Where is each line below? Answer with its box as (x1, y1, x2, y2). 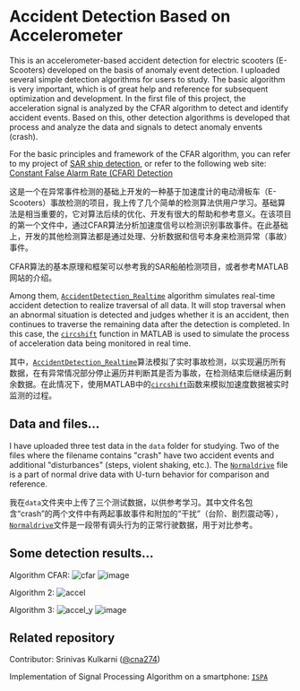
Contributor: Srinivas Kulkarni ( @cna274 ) (9, 654, 161, 665)
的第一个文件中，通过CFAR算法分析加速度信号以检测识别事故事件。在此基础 (9, 220, 288, 230)
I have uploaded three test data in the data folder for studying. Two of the (9, 440, 279, 451)
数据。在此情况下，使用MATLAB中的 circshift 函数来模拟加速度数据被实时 (16, 378, 289, 389)
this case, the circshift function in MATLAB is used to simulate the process (9, 328, 290, 339)
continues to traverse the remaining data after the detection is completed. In (9, 318, 290, 329)
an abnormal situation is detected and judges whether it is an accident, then (9, 309, 289, 320)
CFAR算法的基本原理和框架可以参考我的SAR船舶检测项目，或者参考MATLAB (9, 261, 289, 272)
